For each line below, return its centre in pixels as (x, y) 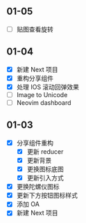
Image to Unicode (42, 94)
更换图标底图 (45, 169)
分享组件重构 (35, 143)
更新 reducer (45, 151)
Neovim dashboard (44, 102)
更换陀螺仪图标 (38, 187)
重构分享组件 (35, 78)
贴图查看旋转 (35, 29)
